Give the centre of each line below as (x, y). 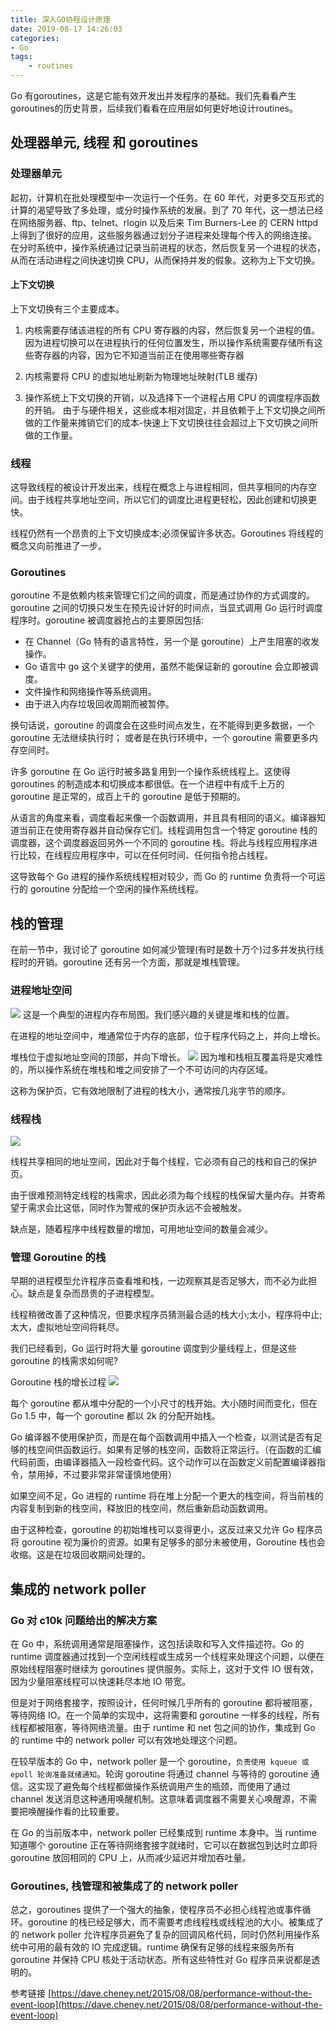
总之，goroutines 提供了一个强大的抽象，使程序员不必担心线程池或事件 (156, 1910)
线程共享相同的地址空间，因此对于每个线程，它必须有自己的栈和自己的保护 (163, 1161)
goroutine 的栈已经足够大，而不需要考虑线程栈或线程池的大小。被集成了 (176, 1922)
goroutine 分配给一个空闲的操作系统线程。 (116, 889)
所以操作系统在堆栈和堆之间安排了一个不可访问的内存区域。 (150, 1069)
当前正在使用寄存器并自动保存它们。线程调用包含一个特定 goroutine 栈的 (168, 830)
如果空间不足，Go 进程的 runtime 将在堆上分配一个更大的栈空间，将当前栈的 (167, 1496)
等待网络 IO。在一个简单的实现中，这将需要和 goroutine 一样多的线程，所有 (165, 1715)
